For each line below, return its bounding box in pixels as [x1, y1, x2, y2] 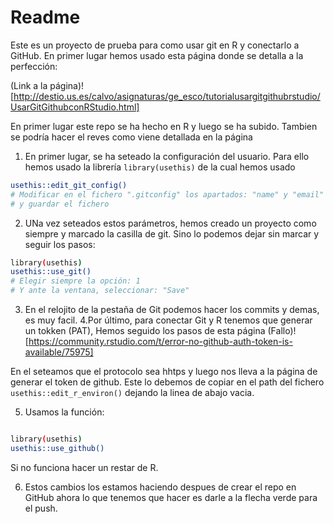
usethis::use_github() [10, 443, 105, 453]
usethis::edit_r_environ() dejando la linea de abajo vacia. [10, 387, 255, 399]
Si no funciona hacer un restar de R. [10, 461, 159, 473]
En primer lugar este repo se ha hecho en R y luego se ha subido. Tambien [10, 120, 318, 132]
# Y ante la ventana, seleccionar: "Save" [10, 286, 190, 296]
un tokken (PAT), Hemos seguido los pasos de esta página [24, 325, 266, 337]
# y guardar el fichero [10, 199, 110, 209]
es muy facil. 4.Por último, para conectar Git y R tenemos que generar [24, 314, 313, 326]
